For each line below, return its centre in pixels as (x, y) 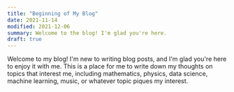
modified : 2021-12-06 (39, 26)
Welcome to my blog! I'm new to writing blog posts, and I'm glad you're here (117, 59)
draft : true (24, 39)
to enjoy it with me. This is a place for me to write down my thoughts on (110, 66)
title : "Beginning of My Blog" (53, 13)
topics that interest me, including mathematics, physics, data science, (108, 74)
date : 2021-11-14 (32, 20)
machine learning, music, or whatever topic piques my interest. (98, 81)
